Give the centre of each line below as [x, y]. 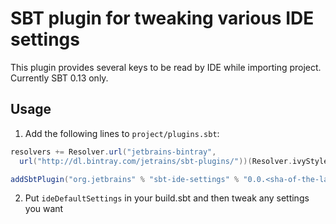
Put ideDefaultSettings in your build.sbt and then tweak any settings [167, 198]
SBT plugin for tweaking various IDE [162, 18]
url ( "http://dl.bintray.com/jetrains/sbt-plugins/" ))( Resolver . [156, 161]
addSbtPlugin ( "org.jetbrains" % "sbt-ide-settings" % [125, 179]
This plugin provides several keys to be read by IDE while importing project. [166, 67]
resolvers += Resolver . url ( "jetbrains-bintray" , [113, 152]
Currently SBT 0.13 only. [59, 78]
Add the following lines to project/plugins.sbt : [122, 133]
